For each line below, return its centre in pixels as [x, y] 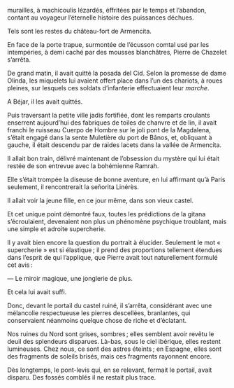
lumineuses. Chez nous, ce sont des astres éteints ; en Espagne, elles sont [115, 349]
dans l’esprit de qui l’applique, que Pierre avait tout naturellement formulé [112, 257]
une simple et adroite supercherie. [57, 229]
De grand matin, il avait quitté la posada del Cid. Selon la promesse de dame [117, 73]
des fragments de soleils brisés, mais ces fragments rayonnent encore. [109, 356]
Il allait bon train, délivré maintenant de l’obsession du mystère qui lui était [114, 158]
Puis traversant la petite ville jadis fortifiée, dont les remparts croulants [109, 115]
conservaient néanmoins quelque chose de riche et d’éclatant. [97, 320]
